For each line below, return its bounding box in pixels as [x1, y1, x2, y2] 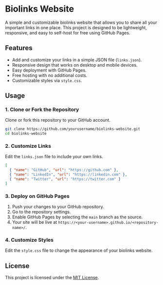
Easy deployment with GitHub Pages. [12, 67, 87, 73]
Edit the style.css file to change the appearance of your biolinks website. [5, 248, 153, 253]
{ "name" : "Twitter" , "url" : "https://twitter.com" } [9, 177, 121, 182]
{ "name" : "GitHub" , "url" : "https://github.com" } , [9, 168, 119, 173]
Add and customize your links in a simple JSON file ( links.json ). [12, 57, 142, 63]
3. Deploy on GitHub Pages [5, 193, 70, 199]
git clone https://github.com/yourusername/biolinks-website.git [5, 126, 140, 132]
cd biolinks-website [5, 131, 47, 136]
